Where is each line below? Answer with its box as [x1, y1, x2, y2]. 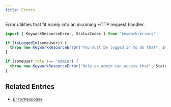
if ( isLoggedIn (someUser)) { [5, 40, 67, 46]
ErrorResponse [12, 97, 43, 102]
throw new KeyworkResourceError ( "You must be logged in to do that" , [10, 45, 160, 50]
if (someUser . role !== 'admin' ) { [5, 59, 79, 64]
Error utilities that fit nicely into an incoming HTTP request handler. [5, 21, 145, 27]
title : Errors [5, 7, 36, 13]
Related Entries [5, 82, 55, 91]
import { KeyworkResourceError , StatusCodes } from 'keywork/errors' [5, 31, 156, 36]
